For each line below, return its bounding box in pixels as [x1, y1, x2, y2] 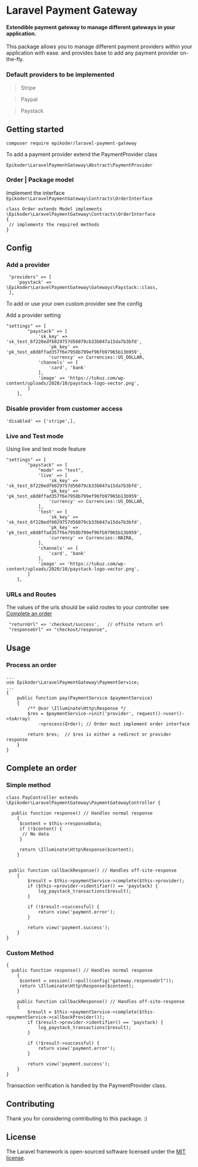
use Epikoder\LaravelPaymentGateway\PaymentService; [6, 680, 140, 685]
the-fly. [6, 56, 24, 63]
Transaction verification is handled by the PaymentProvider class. [6, 1082, 167, 1089]
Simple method [6, 781, 51, 789]
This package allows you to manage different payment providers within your [6, 43, 193, 51]
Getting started [6, 124, 64, 134]
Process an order [6, 660, 57, 669]
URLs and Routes [6, 590, 56, 598]
